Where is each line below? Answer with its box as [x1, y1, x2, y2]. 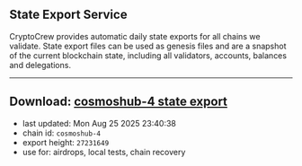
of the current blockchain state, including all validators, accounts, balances [9, 49, 288, 61]
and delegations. [9, 59, 72, 70]
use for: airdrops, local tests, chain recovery [22, 146, 186, 157]
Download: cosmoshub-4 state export [9, 94, 227, 109]
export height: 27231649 [22, 136, 110, 147]
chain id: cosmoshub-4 [22, 127, 102, 138]
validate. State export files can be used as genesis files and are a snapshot [9, 40, 287, 51]
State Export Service [9, 7, 128, 22]
